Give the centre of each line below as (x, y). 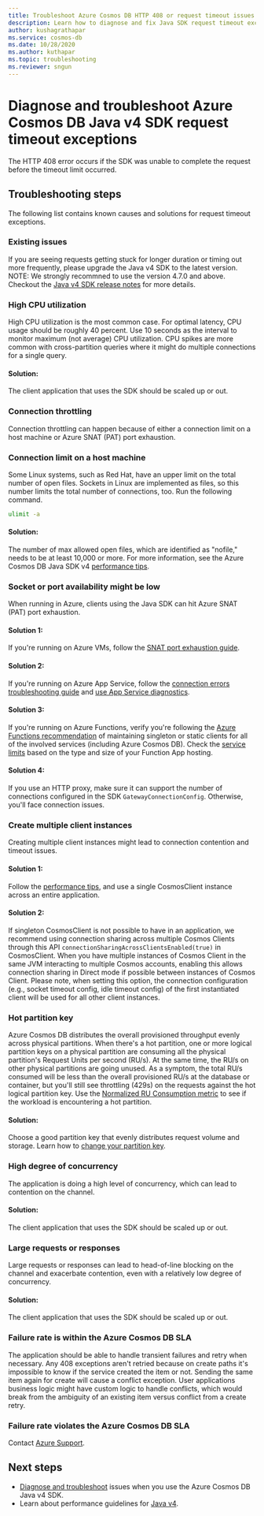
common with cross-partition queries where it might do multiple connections (132, 347)
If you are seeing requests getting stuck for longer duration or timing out (125, 259)
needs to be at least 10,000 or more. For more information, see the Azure (126, 557)
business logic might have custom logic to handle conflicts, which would (125, 1388)
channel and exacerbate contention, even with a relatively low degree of (125, 1273)
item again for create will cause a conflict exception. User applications (122, 1380)
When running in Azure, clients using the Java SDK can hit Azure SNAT (123, 604)
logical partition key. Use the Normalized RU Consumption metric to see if (127, 1093)
